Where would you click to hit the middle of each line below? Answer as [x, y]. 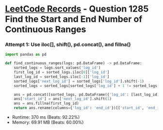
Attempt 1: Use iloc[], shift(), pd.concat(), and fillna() [68, 44]
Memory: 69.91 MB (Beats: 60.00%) [48, 122]
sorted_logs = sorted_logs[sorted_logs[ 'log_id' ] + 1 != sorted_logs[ [87, 86]
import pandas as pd [26, 55]
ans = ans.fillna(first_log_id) [46, 103]
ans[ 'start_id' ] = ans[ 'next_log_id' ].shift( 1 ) [63, 99]
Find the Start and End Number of [74, 19]
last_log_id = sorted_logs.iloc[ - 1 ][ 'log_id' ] [62, 77]
